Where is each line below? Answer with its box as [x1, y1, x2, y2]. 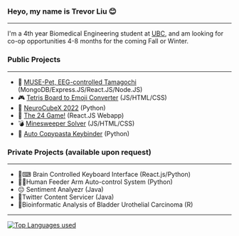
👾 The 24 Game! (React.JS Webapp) [17, 111, 124, 120]
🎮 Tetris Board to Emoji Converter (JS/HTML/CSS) [17, 93, 167, 102]
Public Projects [7, 55, 61, 65]
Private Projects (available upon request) [7, 147, 152, 157]
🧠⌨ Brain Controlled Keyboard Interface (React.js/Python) [17, 170, 191, 178]
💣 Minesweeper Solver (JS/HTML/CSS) [17, 119, 135, 128]
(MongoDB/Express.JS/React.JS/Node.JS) [17, 85, 143, 93]
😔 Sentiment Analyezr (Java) [17, 185, 105, 193]
